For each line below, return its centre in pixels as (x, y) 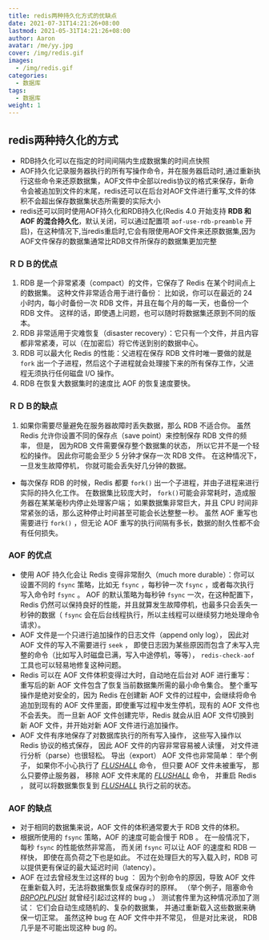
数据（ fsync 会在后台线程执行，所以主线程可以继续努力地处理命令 (151, 615)
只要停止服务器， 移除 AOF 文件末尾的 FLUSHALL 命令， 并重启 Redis (142, 775)
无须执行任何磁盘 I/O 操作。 (72, 374)
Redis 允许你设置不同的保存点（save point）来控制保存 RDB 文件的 (130, 435)
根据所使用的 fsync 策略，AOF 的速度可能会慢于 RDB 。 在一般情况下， (137, 837)
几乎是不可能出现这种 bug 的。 (70, 928)
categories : (28, 76)
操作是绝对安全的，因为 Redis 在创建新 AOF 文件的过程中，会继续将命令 (139, 695)
